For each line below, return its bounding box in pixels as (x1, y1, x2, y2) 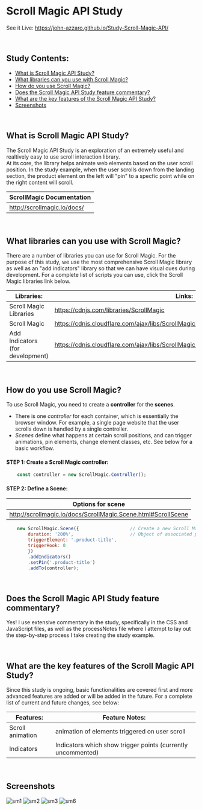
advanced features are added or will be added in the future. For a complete (6, 692, 192, 700)
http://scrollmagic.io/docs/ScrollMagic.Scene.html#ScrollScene (9, 510, 188, 519)
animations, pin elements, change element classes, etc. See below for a (14, 438, 193, 446)
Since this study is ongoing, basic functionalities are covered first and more (6, 686, 194, 694)
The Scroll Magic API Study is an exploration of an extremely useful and (6, 147, 185, 154)
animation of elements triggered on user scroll (55, 727, 186, 736)
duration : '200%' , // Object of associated (28, 531, 192, 537)
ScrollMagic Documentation (9, 193, 91, 201)
